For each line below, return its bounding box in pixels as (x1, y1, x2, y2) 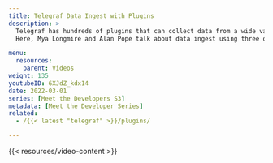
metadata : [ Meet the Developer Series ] (8, 102, 144, 110)
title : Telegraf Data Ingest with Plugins (8, 11, 154, 20)
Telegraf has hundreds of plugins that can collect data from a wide (15, 27, 256, 35)
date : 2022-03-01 (8, 87, 67, 95)
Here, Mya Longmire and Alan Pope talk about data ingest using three (15, 34, 260, 43)
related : (8, 109, 38, 118)
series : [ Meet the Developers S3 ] (8, 94, 126, 102)
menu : (8, 49, 27, 58)
